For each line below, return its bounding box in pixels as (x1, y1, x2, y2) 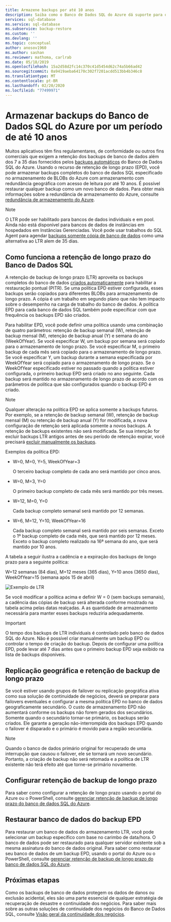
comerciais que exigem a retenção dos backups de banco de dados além (5, 154, 159, 160)
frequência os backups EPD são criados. (5, 312, 91, 318)
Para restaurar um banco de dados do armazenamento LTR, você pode (5, 828, 154, 835)
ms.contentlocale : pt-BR (5, 78, 58, 83)
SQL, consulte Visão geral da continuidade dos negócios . (5, 911, 126, 917)
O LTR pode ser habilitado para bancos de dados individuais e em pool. (5, 217, 155, 223)
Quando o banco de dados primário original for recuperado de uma (5, 746, 146, 752)
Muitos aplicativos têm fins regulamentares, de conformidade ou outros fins (5, 148, 164, 154)
